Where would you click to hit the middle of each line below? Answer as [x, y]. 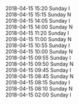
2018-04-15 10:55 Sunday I [38, 45]
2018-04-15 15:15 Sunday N [38, 15]
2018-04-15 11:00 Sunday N [39, 39]
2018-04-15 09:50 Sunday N [39, 64]
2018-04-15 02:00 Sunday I [38, 95]
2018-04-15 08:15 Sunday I [38, 83]
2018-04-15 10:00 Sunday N [39, 51]
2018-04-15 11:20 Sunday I [37, 33]
